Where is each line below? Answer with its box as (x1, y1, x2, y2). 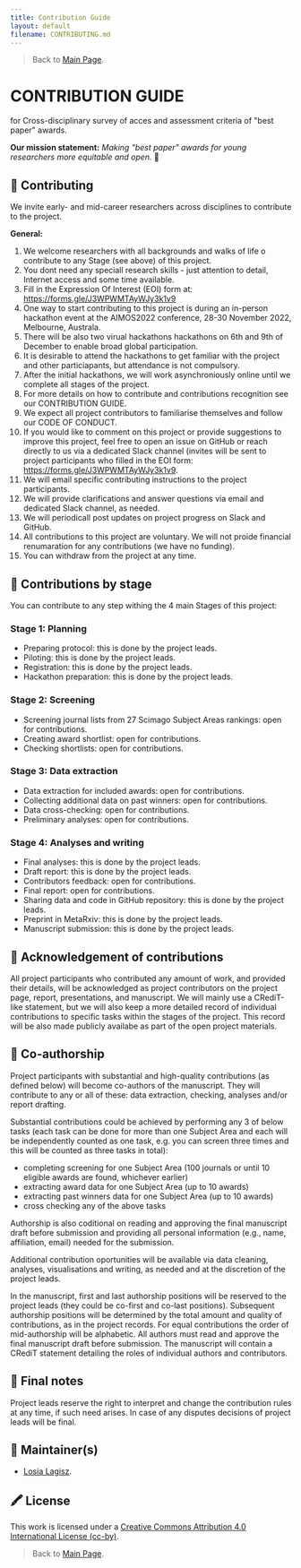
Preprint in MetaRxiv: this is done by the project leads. (22, 914, 223, 925)
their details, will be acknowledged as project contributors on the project (10, 982, 279, 993)
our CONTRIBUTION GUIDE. (22, 398, 127, 409)
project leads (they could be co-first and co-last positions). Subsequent (10, 1300, 275, 1311)
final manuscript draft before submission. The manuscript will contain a (10, 1338, 273, 1348)
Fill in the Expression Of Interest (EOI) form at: (22, 284, 193, 295)
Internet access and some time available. (22, 274, 175, 285)
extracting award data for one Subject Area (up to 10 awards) (22, 1181, 249, 1192)
